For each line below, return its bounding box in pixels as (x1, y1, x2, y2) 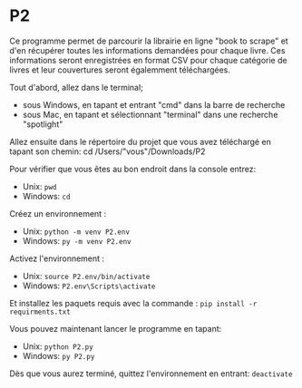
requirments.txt (9, 307, 71, 316)
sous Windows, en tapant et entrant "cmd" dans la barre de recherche (22, 99, 286, 110)
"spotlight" (22, 119, 63, 130)
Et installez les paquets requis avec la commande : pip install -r (9, 297, 258, 308)
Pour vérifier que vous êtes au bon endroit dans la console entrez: (9, 163, 257, 174)
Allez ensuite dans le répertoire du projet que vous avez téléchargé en (9, 136, 272, 147)
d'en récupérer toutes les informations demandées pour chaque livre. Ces (9, 44, 286, 55)
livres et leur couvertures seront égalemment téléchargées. (9, 64, 231, 75)
